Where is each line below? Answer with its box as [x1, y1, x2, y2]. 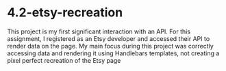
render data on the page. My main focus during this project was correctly [7, 42, 214, 50]
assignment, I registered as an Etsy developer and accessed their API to [7, 34, 210, 42]
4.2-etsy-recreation [7, 5, 123, 20]
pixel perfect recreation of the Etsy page [7, 56, 121, 64]
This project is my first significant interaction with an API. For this [7, 27, 190, 35]
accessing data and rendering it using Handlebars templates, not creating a [7, 49, 220, 57]
